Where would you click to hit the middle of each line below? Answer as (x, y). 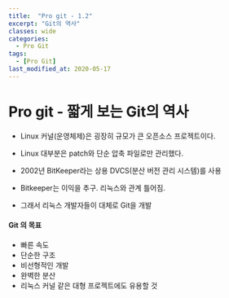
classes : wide (33, 31)
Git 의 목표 (25, 226)
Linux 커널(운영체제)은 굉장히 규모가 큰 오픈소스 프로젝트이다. (118, 136)
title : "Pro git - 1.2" (51, 16)
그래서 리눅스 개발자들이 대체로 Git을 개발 (86, 205)
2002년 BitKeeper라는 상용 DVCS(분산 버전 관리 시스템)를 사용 (121, 170)
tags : (18, 54)
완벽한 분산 (38, 275)
